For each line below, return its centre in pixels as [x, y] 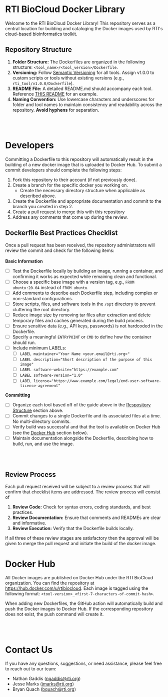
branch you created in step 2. [43, 206]
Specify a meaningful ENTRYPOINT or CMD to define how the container [82, 337]
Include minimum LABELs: [39, 347]
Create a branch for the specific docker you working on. [70, 185]
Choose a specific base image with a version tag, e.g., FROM [73, 282]
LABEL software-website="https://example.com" [69, 370]
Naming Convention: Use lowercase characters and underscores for [83, 99]
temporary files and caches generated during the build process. [78, 320]
